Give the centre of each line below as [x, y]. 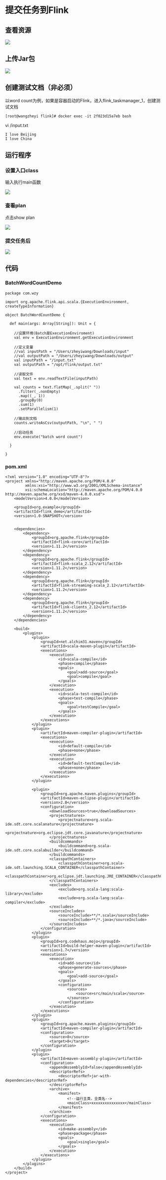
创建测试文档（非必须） [41, 88]
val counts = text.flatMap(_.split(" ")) [57, 387]
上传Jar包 [20, 59]
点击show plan [20, 217]
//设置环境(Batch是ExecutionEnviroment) [54, 333]
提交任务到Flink [37, 10]
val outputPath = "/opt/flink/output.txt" [58, 364]
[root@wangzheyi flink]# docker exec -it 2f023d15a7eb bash [68, 116]
